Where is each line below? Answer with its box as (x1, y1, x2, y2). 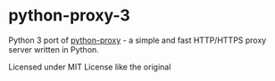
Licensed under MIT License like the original (8, 61, 171, 72)
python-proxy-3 (8, 5, 130, 26)
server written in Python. (8, 44, 99, 54)
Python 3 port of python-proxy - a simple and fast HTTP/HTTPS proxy (8, 35, 267, 45)
